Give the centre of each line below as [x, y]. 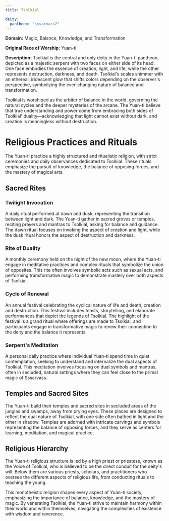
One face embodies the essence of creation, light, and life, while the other [82, 68]
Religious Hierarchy [37, 449]
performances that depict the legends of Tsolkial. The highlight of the [77, 316]
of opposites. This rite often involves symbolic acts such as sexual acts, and [84, 270]
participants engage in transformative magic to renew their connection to [81, 326]
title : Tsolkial [22, 10]
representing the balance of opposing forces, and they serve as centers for [83, 427]
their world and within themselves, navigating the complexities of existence [83, 508]
